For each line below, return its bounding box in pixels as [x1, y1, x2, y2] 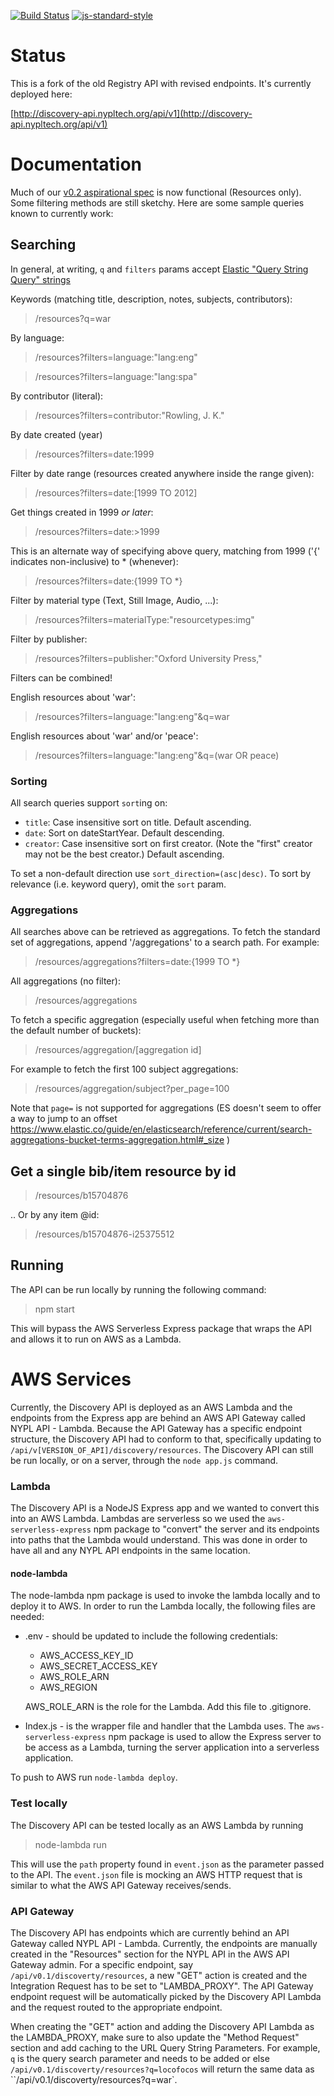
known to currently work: [10, 207, 114, 219]
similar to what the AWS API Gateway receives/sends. [10, 1879, 232, 1891]
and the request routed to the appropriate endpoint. [10, 2001, 223, 2013]
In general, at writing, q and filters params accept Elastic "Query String [10, 263, 309, 275]
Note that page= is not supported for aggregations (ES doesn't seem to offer [10, 1102, 322, 1114]
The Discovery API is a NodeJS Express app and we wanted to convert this [10, 1502, 320, 1514]
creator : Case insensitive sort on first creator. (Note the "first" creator [24, 837, 313, 849]
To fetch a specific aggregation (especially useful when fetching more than [10, 1014, 320, 1026]
